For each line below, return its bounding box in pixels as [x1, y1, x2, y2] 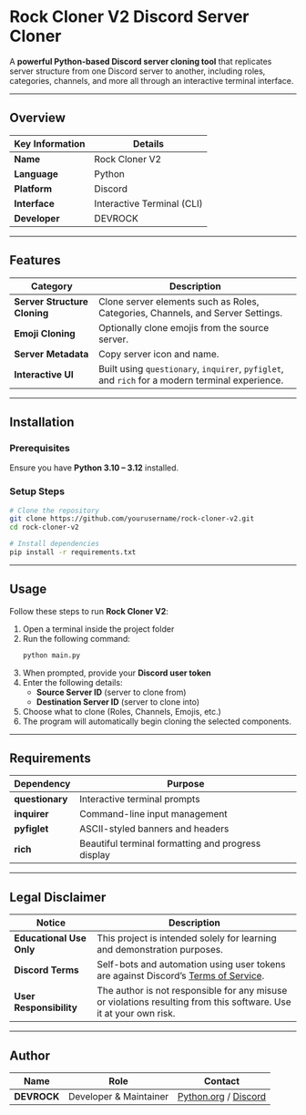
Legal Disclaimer [9, 889, 107, 904]
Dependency [14, 778, 71, 790]
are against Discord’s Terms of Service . [97, 969, 265, 982]
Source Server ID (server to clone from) [36, 687, 187, 697]
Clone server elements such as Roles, [98, 294, 260, 307]
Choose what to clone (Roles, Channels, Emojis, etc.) [22, 706, 221, 717]
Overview [9, 110, 66, 126]
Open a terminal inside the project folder [22, 623, 175, 635]
